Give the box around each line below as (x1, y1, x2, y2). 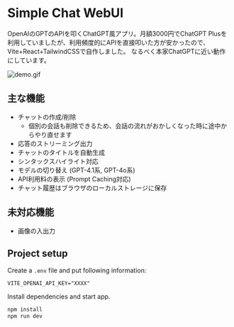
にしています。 (7, 55, 51, 65)
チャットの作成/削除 (17, 112, 77, 121)
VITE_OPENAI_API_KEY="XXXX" (7, 280, 91, 287)
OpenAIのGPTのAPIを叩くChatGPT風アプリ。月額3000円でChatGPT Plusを (7, 29, 228, 38)
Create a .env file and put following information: (7, 266, 147, 275)
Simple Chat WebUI (7, 5, 124, 21)
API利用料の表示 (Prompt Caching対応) (17, 174, 131, 183)
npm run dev (7, 313, 43, 320)
